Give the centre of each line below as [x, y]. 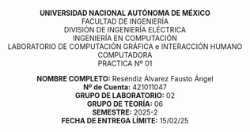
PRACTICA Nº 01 [125, 63]
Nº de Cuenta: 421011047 [125, 87]
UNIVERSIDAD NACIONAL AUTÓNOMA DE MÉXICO [125, 13]
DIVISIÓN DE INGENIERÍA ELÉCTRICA [125, 30]
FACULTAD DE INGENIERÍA [125, 21]
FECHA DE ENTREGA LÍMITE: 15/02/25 [125, 121]
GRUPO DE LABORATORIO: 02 [125, 95]
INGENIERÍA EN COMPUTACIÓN [125, 38]
